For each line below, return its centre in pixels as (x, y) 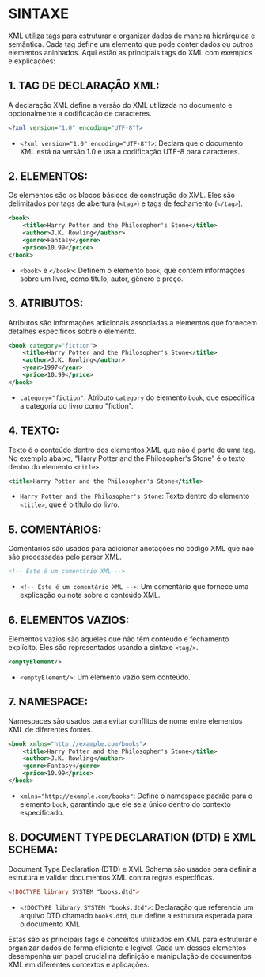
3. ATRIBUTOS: (46, 304)
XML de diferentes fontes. (51, 729)
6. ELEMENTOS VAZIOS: (69, 620)
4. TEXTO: (34, 431)
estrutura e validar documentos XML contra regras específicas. (112, 877)
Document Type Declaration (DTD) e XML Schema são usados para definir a (132, 869)
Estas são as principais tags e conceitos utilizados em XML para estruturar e (133, 939)
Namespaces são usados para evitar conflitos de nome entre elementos (125, 720)
